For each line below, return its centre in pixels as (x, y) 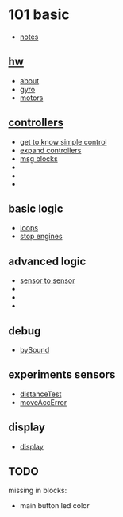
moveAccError (43, 402)
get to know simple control (63, 141)
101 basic (39, 15)
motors (31, 98)
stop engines (41, 237)
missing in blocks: (38, 491)
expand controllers (50, 150)
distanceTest (40, 394)
